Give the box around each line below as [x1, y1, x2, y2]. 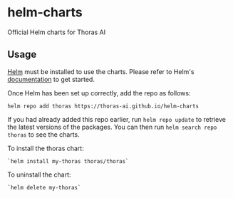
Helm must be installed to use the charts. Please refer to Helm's [7, 67, 195, 75]
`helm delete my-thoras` [7, 184, 81, 191]
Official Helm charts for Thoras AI [7, 28, 106, 36]
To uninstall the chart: [7, 170, 71, 179]
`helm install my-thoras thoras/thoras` [7, 157, 130, 165]
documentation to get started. [7, 75, 95, 83]
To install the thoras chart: [7, 144, 84, 152]
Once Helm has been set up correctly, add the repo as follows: [7, 88, 191, 97]
